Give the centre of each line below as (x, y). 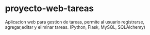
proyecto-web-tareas (49, 9)
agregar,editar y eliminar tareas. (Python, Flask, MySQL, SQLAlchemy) (75, 27)
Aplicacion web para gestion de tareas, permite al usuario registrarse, (75, 22)
